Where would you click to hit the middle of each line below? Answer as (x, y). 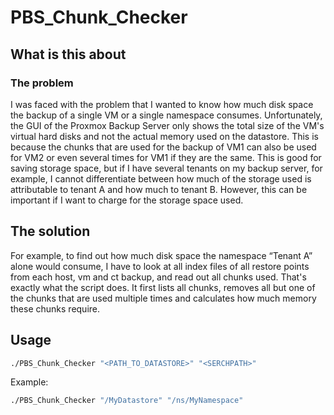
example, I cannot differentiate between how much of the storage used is (161, 178)
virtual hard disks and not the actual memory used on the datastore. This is (164, 136)
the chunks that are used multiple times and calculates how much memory (163, 298)
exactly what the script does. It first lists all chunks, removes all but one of (163, 287)
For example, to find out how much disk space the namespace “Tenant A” (161, 255)
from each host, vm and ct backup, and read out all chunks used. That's (158, 277)
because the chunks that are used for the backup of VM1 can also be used (163, 147)
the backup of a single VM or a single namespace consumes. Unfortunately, (166, 115)
